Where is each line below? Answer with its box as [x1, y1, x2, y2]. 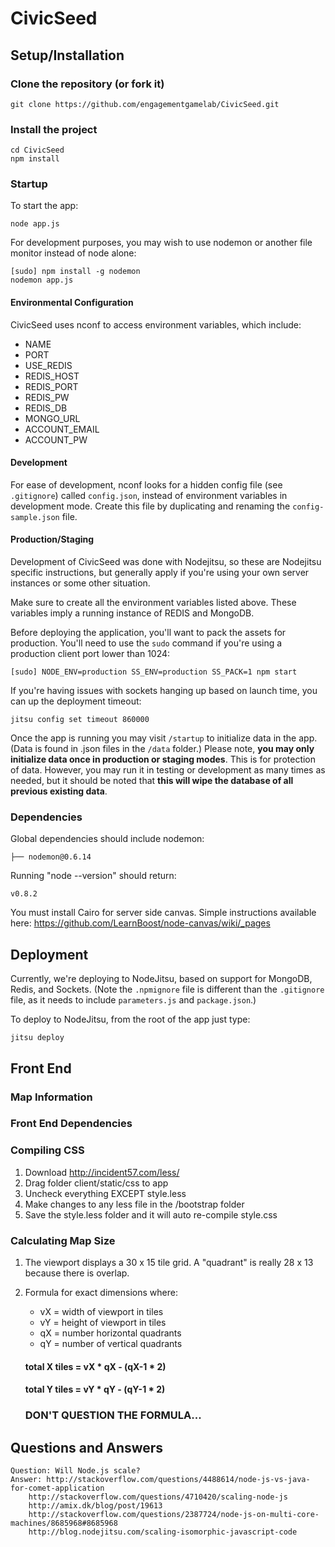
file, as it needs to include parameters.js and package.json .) [10, 994, 257, 1006]
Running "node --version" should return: [10, 870, 177, 882]
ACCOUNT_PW [24, 433, 88, 446]
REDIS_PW [24, 391, 70, 403]
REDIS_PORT [24, 380, 79, 392]
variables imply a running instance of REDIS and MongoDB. [10, 607, 255, 619]
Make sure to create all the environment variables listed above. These [10, 597, 297, 609]
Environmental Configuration [10, 297, 134, 309]
